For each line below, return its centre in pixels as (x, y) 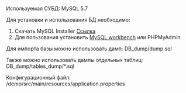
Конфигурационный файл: (39, 77)
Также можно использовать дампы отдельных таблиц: (75, 60)
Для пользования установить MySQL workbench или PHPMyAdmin (97, 37)
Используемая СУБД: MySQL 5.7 (47, 8)
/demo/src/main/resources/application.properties (66, 84)
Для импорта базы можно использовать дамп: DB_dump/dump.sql (89, 49)
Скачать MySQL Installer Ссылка (55, 31)
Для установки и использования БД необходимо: (68, 20)
